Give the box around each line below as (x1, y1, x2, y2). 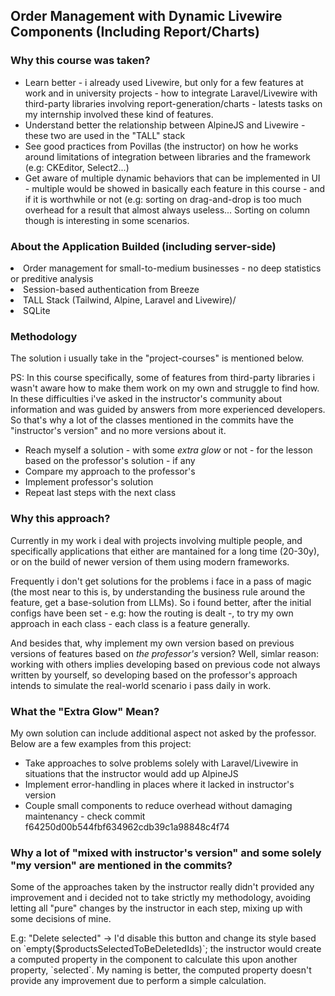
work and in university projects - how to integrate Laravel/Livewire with (24, 87, 318, 99)
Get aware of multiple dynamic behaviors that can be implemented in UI (24, 172, 321, 184)
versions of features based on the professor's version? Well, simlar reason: (10, 647, 319, 659)
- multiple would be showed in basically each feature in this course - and (24, 182, 326, 194)
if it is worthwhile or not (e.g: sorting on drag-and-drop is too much (24, 193, 302, 205)
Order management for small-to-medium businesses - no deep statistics (23, 262, 322, 274)
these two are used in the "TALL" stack (24, 129, 186, 141)
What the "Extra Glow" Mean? (10, 704, 160, 718)
